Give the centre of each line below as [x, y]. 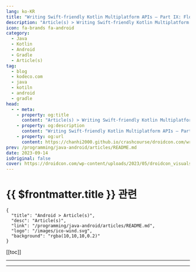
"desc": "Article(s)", [39, 221]
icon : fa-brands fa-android [40, 28]
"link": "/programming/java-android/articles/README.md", [83, 226]
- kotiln [22, 88]
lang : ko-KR [20, 11]
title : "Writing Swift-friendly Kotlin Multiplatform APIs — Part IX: [94, 17]
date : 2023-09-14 [27, 153]
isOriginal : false [28, 159]
